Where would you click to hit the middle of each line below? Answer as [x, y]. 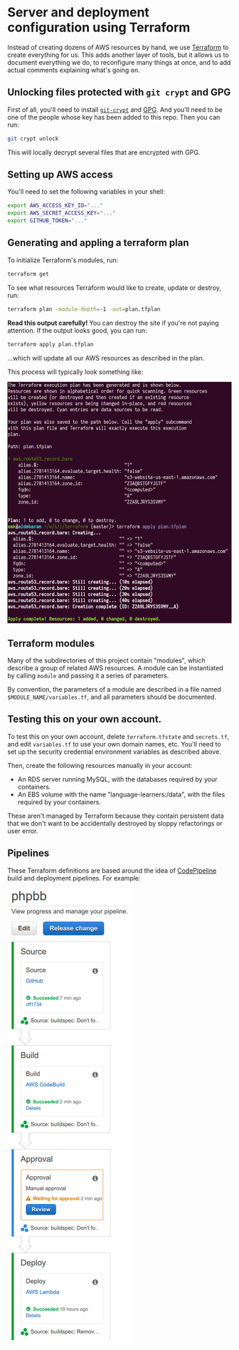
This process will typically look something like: [75, 372]
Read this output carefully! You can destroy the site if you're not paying [113, 323]
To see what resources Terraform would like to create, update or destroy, [115, 287]
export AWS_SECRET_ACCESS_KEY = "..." [62, 213]
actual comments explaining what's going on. [74, 70]
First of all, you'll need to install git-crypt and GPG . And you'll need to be [115, 109]
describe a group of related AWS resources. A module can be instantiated [115, 668]
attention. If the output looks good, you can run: [77, 330]
